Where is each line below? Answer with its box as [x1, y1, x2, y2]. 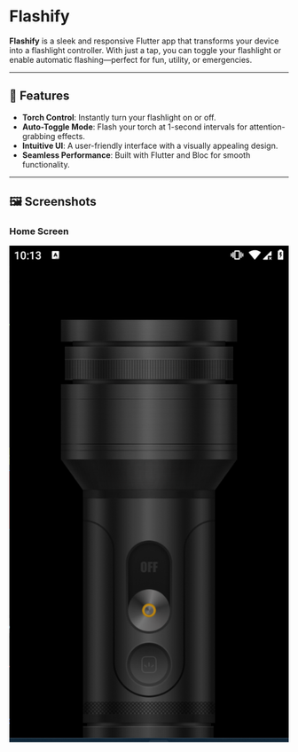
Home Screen [9, 225, 69, 238]
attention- [249, 121, 286, 132]
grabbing [21, 130, 56, 141]
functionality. [21, 159, 70, 169]
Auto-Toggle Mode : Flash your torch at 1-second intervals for [21, 121, 248, 132]
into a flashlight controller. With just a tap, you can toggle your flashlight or [9, 44, 282, 55]
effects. [57, 130, 86, 141]
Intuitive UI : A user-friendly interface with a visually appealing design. [21, 140, 278, 151]
